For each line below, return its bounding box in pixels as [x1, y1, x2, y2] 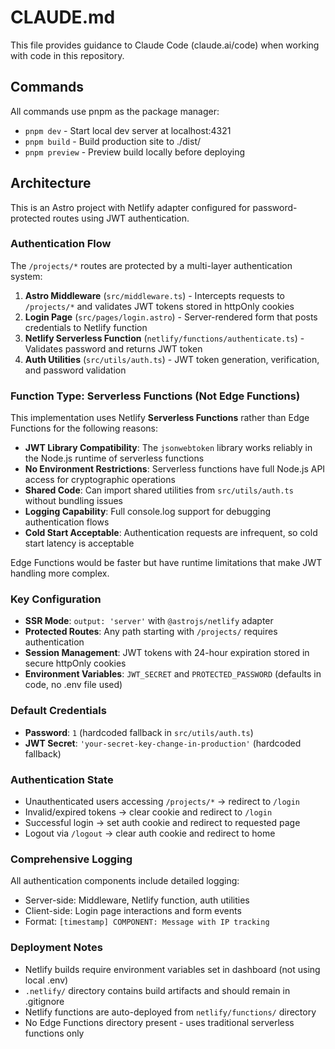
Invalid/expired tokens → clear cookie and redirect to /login [24, 806, 273, 818]
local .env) [24, 974, 69, 986]
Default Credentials [10, 704, 107, 718]
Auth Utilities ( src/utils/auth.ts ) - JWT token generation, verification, [24, 353, 320, 365]
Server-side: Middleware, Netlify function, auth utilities [24, 894, 250, 906]
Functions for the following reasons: [10, 422, 159, 435]
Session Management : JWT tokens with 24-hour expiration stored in [24, 647, 310, 659]
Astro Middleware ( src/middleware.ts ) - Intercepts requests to [24, 289, 286, 301]
